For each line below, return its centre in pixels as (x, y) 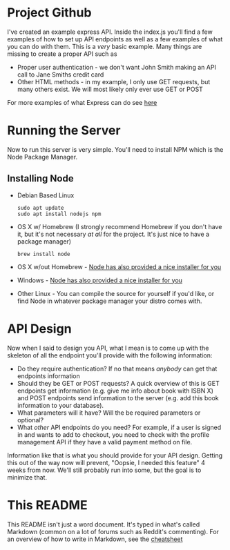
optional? (30, 420)
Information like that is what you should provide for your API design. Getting (115, 455)
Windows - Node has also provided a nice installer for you (100, 280)
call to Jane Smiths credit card (60, 75)
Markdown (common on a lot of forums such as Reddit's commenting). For (113, 531)
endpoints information (49, 376)
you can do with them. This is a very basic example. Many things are (105, 46)
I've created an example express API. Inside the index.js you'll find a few (110, 32)
